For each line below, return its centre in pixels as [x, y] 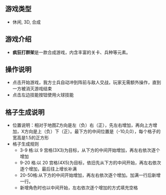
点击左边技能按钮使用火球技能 [43, 95]
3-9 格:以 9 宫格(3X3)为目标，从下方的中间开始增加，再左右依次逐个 [90, 150]
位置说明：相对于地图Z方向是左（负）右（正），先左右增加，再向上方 [83, 125]
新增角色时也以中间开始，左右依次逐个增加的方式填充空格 [79, 188]
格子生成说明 [25, 112]
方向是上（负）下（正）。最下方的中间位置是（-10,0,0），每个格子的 [92, 131]
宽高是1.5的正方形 [30, 138]
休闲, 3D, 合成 [26, 22]
